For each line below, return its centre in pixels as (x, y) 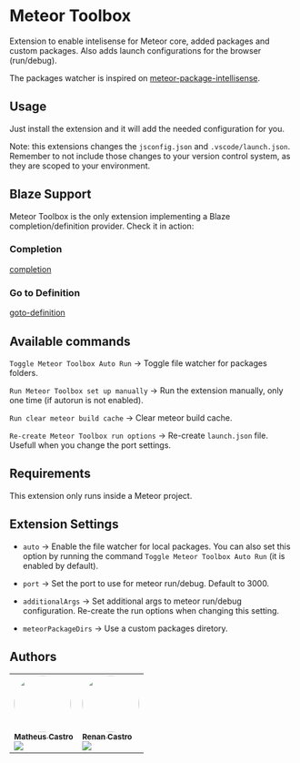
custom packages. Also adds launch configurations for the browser (135, 50)
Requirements (50, 474)
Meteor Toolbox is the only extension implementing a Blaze (120, 216)
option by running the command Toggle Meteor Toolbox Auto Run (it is (154, 555)
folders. (24, 372)
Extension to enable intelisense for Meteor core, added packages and (140, 41)
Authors (33, 656)
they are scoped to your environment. (80, 166)
